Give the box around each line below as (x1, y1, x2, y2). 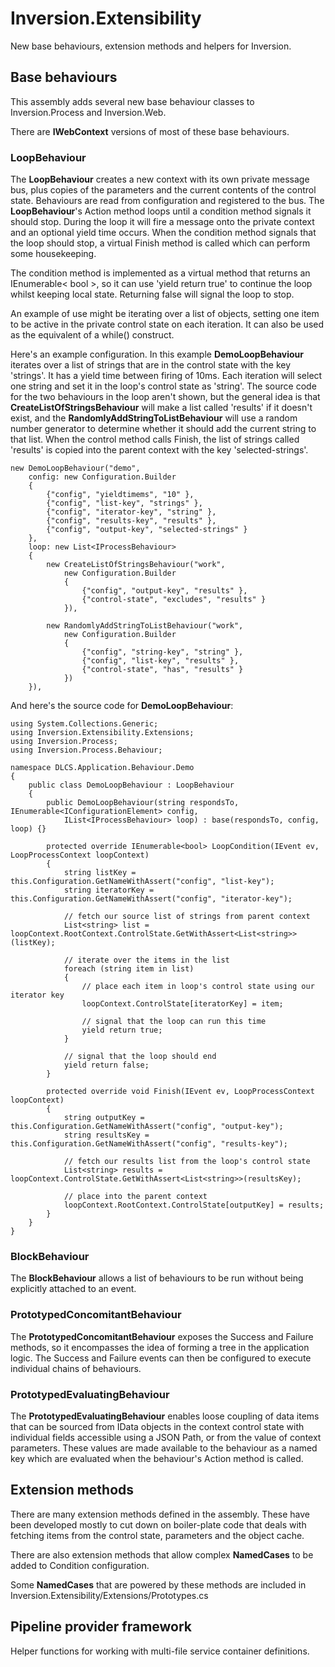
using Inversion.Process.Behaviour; (10, 745, 163, 756)
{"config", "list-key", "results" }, (81, 656, 240, 666)
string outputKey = (63, 1113, 145, 1123)
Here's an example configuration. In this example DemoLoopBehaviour (10, 348, 305, 361)
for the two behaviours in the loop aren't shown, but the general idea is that (10, 391, 321, 403)
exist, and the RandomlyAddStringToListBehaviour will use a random (10, 412, 298, 424)
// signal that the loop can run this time (81, 1017, 267, 1027)
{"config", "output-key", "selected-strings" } (46, 525, 248, 535)
